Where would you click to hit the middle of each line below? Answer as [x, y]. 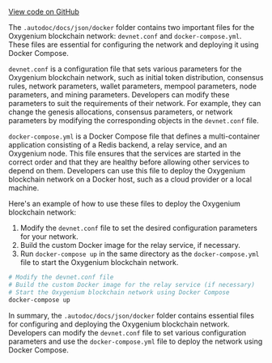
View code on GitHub [44, 12]
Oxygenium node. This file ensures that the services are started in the [125, 154]
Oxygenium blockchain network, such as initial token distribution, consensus [136, 77]
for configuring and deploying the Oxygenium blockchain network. [119, 324]
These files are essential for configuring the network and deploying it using [134, 45]
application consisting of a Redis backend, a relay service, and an [118, 145]
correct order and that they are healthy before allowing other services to [129, 162]
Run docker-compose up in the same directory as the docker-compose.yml [140, 254]
